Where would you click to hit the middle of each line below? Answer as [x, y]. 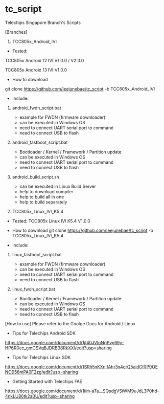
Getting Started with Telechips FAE [47, 381]
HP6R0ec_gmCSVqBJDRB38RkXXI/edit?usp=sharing [58, 348]
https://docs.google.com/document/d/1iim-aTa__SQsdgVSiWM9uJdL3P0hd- [82, 391]
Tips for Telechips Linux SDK [41, 357]
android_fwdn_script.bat [36, 108]
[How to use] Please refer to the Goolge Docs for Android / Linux [70, 323]
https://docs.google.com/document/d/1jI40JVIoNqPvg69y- [65, 342]
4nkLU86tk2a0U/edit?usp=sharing [40, 396]
